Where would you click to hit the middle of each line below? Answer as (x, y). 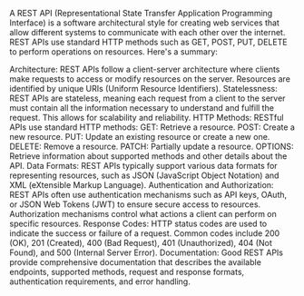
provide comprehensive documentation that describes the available (135, 262)
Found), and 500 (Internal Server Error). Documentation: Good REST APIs (147, 252)
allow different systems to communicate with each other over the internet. (147, 32)
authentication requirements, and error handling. (100, 281)
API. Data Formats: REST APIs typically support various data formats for (144, 166)
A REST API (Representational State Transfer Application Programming (141, 13)
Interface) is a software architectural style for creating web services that (144, 23)
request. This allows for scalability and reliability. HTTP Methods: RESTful (147, 118)
